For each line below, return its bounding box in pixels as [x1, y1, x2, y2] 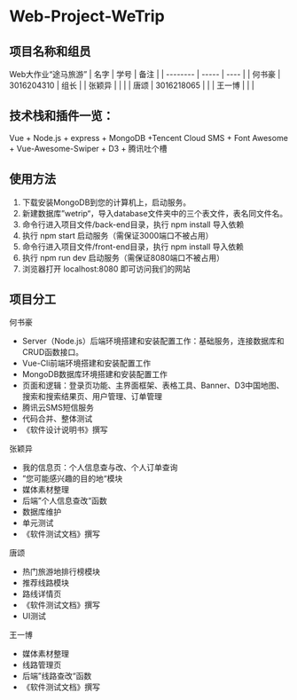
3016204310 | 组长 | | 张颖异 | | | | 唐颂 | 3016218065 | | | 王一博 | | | [9, 80, 254, 90]
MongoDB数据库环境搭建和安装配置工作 [21, 369, 168, 380]
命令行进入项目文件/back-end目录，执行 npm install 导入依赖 [21, 219, 245, 230]
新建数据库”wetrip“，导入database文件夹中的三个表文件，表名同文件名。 [21, 208, 288, 218]
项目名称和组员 [9, 43, 91, 59]
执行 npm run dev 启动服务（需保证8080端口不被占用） [21, 252, 224, 263]
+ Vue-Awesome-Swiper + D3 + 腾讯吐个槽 [9, 143, 168, 153]
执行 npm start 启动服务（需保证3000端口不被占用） [21, 230, 214, 240]
